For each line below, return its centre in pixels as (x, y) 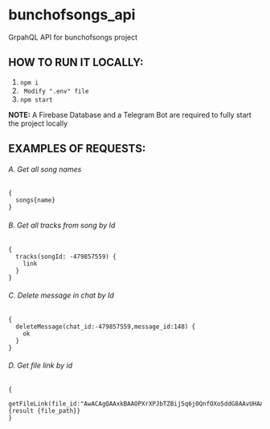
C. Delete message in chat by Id (61, 295)
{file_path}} (59, 410)
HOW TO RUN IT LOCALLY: (76, 62)
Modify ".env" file (56, 91)
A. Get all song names (45, 169)
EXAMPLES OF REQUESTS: (77, 149)
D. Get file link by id (41, 365)
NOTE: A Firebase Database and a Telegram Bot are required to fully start (130, 115)
